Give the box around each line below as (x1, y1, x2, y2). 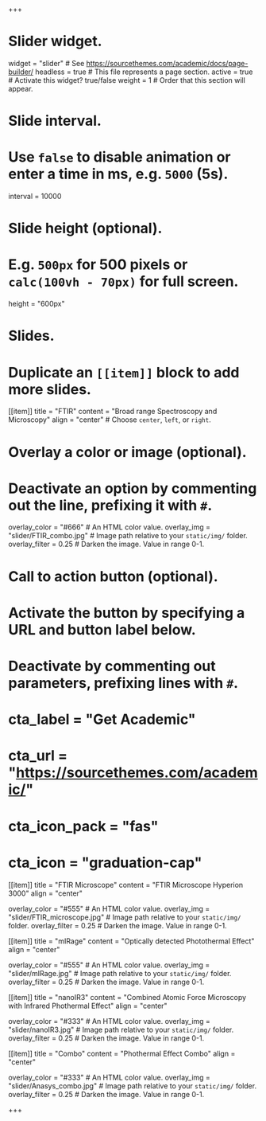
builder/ (8, 67, 34, 76)
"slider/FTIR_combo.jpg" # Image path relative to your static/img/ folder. (8, 531, 248, 541)
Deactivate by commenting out (8, 658, 216, 675)
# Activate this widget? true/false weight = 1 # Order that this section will (8, 75, 246, 84)
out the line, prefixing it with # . (8, 496, 213, 514)
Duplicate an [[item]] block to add (8, 363, 240, 381)
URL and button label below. (8, 620, 196, 639)
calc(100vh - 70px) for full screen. (8, 272, 239, 291)
